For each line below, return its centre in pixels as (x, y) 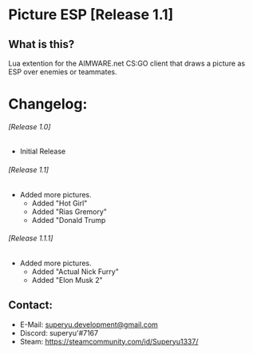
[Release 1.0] (30, 126)
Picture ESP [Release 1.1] (91, 15)
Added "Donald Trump (69, 220)
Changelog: (48, 104)
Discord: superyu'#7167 (59, 332)
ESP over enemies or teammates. (63, 72)
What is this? (42, 44)
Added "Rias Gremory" (69, 211)
